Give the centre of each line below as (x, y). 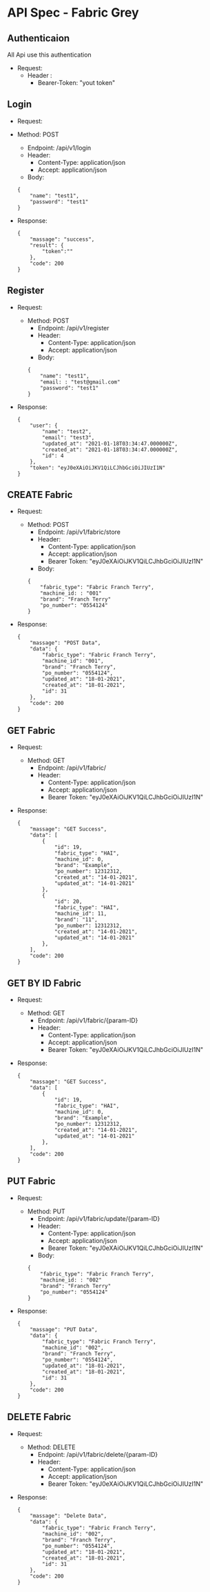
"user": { (44, 426)
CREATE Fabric (40, 495)
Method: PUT (46, 1211)
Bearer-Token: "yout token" (76, 83)
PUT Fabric (32, 1181)
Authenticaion (39, 38)
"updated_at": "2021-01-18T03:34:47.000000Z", (110, 444)
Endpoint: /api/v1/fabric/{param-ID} (88, 1021)
